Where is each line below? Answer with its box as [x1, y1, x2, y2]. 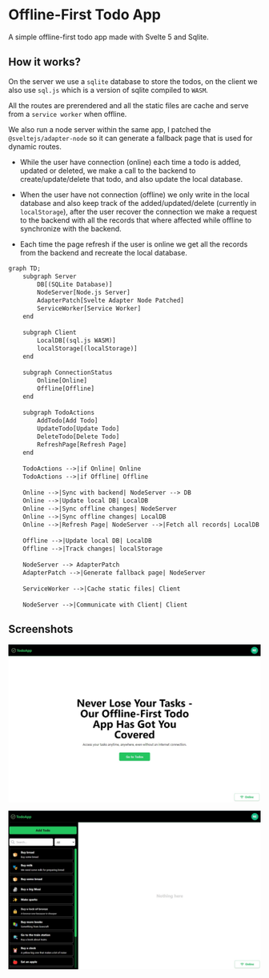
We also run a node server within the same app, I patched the [8, 124, 211, 134]
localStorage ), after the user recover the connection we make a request [19, 207, 258, 216]
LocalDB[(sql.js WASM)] [37, 336, 116, 344]
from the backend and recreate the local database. [19, 248, 188, 257]
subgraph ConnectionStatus [22, 368, 113, 376]
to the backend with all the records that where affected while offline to [19, 215, 252, 225]
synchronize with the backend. [19, 223, 122, 233]
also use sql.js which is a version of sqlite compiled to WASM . [8, 85, 208, 95]
